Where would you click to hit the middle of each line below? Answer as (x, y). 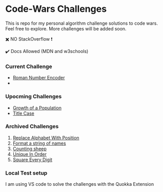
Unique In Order (30, 154)
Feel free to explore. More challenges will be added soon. (66, 28)
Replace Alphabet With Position (46, 137)
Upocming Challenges (34, 97)
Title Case (23, 113)
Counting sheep (30, 149)
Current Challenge (29, 66)
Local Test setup (26, 173)
